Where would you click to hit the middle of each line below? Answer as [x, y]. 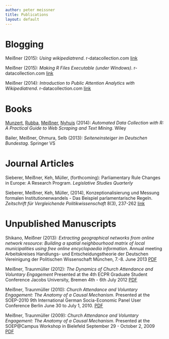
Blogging [24, 44]
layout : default [22, 19]
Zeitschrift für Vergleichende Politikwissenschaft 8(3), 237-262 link [75, 204]
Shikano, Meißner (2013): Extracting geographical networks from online [80, 238]
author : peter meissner [30, 10]
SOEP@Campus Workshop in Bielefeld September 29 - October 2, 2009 [80, 326]
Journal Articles [40, 164]
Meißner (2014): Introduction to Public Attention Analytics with [70, 83]
